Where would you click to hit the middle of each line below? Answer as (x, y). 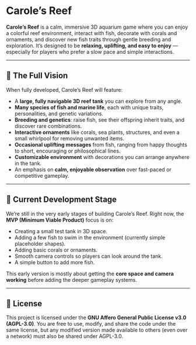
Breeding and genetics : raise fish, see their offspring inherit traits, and (99, 120)
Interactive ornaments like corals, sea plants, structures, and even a (97, 132)
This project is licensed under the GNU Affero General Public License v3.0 (96, 318)
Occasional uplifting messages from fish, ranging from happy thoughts (101, 144)
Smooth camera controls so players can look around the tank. (89, 256)
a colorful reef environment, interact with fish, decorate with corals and (92, 33)
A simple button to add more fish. (55, 262)
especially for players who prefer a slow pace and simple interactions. (90, 51)
